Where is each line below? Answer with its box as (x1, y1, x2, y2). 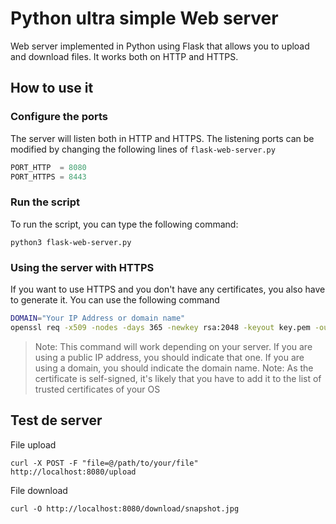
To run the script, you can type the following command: (10, 218, 239, 230)
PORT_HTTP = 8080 (10, 162, 87, 172)
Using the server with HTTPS (10, 260, 155, 274)
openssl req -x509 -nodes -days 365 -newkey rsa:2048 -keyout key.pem (10, 322, 311, 332)
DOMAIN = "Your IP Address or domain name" (10, 313, 186, 323)
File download (10, 484, 68, 496)
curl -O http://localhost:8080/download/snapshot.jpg (10, 503, 240, 514)
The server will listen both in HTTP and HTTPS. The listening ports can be (10, 132, 315, 144)
